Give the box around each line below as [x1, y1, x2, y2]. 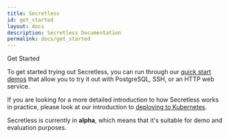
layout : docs [7, 23, 45, 30]
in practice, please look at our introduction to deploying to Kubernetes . [7, 103, 208, 111]
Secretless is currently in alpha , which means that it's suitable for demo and [7, 116, 223, 124]
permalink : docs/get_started [7, 36, 91, 43]
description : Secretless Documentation [7, 29, 122, 36]
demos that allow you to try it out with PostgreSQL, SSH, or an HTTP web [7, 75, 215, 83]
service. [7, 82, 30, 91]
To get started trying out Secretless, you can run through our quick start [7, 68, 211, 76]
